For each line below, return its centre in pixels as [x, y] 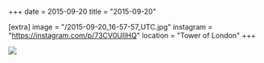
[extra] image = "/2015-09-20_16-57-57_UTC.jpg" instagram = [111, 27]
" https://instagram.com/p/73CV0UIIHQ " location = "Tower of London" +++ [132, 35]
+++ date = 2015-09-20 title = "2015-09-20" [82, 12]
